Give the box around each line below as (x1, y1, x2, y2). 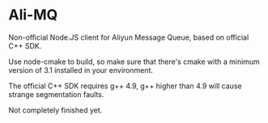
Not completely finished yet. (8, 105, 103, 115)
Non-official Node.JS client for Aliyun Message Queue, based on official (8, 32, 249, 42)
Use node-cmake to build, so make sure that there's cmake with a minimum (8, 57, 261, 66)
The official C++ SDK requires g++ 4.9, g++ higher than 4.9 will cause (8, 81, 242, 91)
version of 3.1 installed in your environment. (8, 65, 154, 74)
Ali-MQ (8, 6, 58, 24)
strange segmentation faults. (8, 89, 104, 99)
